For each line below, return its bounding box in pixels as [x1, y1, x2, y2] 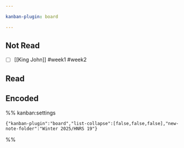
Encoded [5, 93, 39, 103]
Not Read [5, 41, 40, 51]
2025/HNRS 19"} [60, 126, 98, 132]
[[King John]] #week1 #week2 [13, 56, 87, 63]
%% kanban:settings [5, 109, 56, 116]
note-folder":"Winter [5, 126, 59, 132]
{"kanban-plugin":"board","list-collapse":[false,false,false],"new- [5, 120, 179, 126]
